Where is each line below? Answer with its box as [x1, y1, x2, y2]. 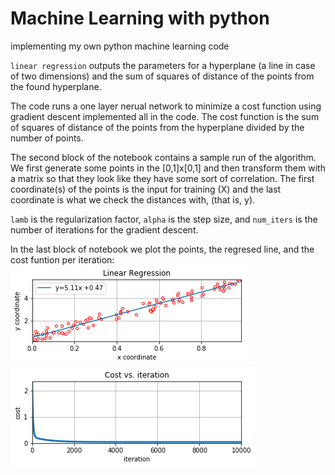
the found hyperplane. [10, 80, 102, 92]
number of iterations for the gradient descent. [10, 223, 199, 236]
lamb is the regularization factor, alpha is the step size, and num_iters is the [10, 213, 318, 225]
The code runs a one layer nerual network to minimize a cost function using [10, 100, 322, 112]
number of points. [10, 132, 84, 144]
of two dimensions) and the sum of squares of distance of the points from [10, 70, 315, 82]
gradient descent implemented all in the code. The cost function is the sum [10, 110, 320, 122]
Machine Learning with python [10, 7, 270, 30]
